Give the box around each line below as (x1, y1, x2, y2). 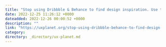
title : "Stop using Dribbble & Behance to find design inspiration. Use (5, 7, 158, 12)
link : (5, 25, 16, 30)
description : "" (5, 21, 39, 26)
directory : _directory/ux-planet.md (5, 35, 81, 40)
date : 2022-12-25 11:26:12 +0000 (5, 12, 74, 17)
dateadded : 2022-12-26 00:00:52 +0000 (5, 16, 85, 21)
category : (5, 30, 26, 35)
